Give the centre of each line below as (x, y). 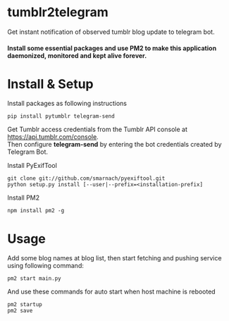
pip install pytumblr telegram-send (61, 116)
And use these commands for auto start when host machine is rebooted (112, 292)
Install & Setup (50, 84)
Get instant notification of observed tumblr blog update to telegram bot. (111, 32)
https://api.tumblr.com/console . (53, 137)
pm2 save (20, 311)
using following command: (46, 266)
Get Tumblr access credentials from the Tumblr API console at (98, 129)
